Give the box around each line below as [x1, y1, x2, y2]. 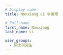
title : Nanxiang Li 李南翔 [5, 12, 58, 17]
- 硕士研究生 [9, 43, 33, 48]
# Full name [5, 20, 30, 25]
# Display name [5, 7, 36, 12]
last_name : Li [5, 30, 34, 35]
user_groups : [5, 38, 32, 43]
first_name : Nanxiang [5, 25, 50, 30]
